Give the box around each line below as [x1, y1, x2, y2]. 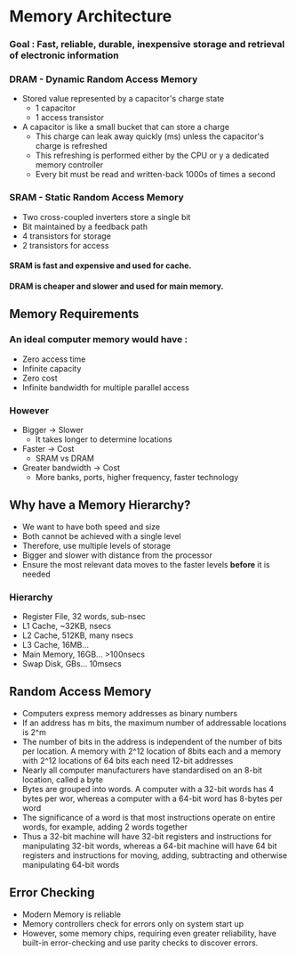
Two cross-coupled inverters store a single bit [21, 211, 191, 222]
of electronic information [9, 49, 120, 61]
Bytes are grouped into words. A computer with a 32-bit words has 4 [21, 783, 275, 794]
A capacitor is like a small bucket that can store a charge [21, 122, 229, 133]
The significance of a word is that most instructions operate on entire [21, 812, 276, 822]
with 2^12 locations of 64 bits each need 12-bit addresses [21, 755, 234, 765]
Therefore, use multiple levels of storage [21, 540, 172, 551]
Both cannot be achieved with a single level [21, 530, 181, 541]
